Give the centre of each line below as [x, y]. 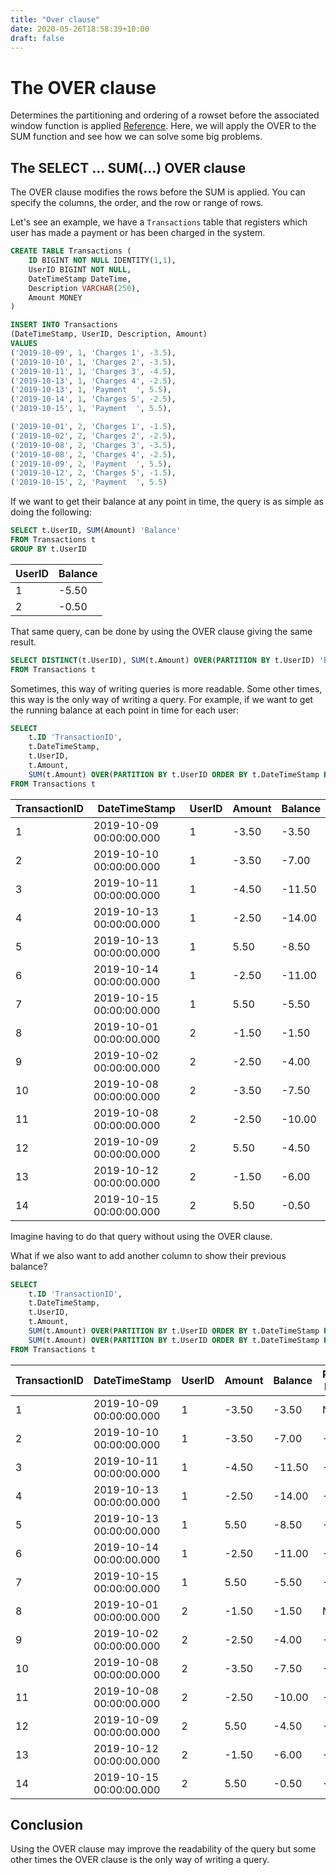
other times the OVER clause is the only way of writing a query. [140, 1860]
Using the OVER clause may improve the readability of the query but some [163, 1849]
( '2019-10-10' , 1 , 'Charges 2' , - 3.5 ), [93, 362]
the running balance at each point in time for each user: [125, 710]
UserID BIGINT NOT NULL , [80, 269]
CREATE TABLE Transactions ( [71, 251]
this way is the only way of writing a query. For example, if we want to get [162, 699]
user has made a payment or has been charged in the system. [138, 233]
